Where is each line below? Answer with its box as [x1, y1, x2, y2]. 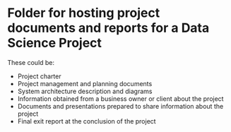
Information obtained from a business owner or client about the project [17, 94, 224, 103]
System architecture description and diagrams [17, 87, 153, 95]
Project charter [17, 72, 61, 80]
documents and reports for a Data [7, 20, 210, 36]
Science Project [7, 35, 102, 51]
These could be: [7, 58, 55, 66]
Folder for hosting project [7, 5, 160, 21]
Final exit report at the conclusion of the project [17, 116, 157, 125]
